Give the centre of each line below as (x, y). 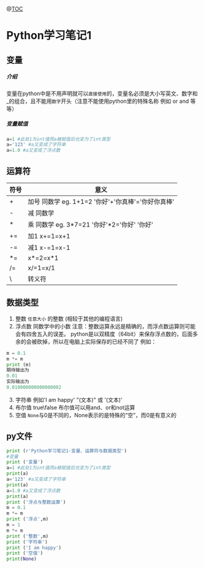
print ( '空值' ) (25, 553)
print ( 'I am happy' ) (34, 548)
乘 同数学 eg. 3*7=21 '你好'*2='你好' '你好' (91, 224)
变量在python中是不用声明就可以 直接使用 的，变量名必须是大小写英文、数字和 (102, 93)
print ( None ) (21, 559)
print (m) (19, 365)
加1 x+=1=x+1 (49, 236)
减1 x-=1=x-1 (49, 248)
